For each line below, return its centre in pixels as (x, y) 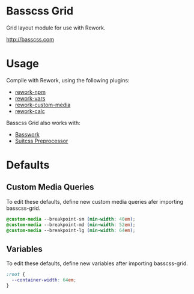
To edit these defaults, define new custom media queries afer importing (95, 201)
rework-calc (30, 111)
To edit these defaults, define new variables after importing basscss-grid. (97, 263)
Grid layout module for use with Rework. (56, 28)
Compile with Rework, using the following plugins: (68, 80)
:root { (16, 275)
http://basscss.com (30, 39)
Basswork (27, 134)
